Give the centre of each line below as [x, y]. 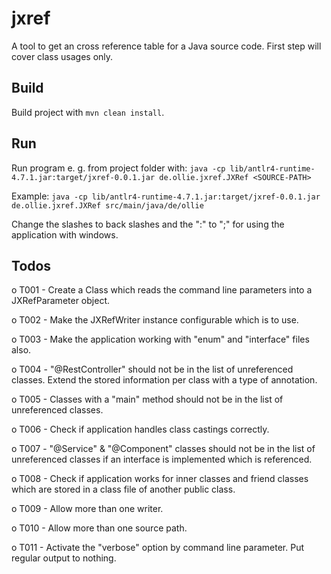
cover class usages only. [62, 56]
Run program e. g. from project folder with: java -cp [118, 168]
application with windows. [65, 234]
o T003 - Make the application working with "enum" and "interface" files [160, 339]
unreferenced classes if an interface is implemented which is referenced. [162, 459]
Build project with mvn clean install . [88, 112]
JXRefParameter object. [60, 301]
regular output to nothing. [64, 558]
